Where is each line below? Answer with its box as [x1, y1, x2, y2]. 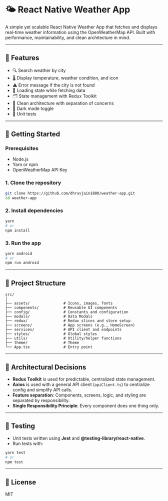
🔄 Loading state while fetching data [12, 87, 85, 93]
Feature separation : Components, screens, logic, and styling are [12, 392, 146, 398]
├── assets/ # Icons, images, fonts [5, 301, 113, 306]
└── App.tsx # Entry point [5, 344, 93, 350]
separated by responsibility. [12, 397, 70, 403]
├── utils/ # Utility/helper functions [5, 336, 122, 341]
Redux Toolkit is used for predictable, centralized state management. [12, 376, 155, 382]
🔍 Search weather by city [12, 67, 66, 73]
